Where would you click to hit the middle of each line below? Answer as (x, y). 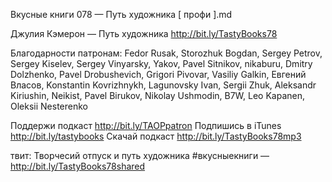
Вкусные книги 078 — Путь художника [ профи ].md (121, 14)
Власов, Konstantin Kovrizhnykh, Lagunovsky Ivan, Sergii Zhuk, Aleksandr (163, 85)
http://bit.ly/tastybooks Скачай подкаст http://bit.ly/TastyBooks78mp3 (156, 136)
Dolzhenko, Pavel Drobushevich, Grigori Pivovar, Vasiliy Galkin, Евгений (158, 74)
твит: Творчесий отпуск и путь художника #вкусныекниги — (140, 155)
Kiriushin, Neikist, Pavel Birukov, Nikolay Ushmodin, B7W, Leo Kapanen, (157, 95)
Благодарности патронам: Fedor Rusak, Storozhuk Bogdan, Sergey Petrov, (166, 53)
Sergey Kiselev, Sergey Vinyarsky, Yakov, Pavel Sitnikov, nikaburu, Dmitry (161, 63)
